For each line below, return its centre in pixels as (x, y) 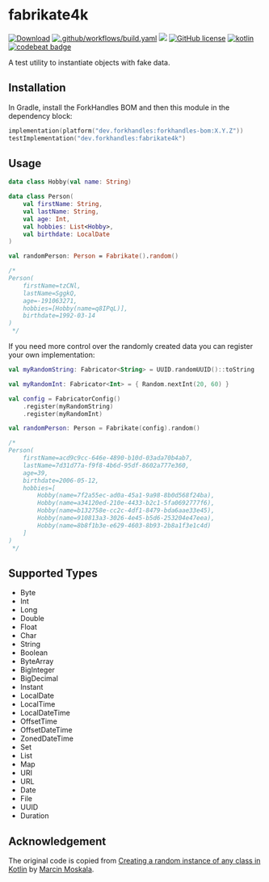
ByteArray (37, 661)
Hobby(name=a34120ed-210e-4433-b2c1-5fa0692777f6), (126, 503)
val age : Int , (46, 219)
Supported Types (53, 573)
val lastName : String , (61, 212)
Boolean (34, 653)
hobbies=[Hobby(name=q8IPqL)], (76, 309)
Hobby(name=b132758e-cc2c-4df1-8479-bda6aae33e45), (126, 510)
